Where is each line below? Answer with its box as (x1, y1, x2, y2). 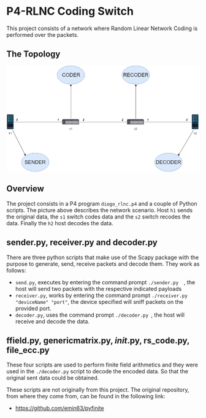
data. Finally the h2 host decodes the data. (6, 219, 113, 226)
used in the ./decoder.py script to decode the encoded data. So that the (6, 368, 189, 375)
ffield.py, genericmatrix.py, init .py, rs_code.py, (6, 336, 190, 346)
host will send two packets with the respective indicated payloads (15, 285, 182, 292)
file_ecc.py (6, 345, 50, 355)
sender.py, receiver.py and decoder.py (6, 238, 158, 248)
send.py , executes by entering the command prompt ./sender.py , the (15, 278, 196, 286)
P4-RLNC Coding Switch (6, 4, 134, 18)
